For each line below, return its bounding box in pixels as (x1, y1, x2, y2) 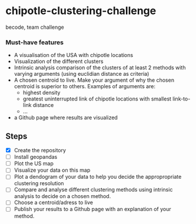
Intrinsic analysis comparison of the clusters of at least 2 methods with (14, 64, 186, 71)
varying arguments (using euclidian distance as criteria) (14, 71, 150, 78)
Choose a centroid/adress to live (14, 199, 94, 206)
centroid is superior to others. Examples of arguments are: (14, 83, 155, 90)
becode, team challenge (5, 24, 64, 31)
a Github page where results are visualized (14, 114, 118, 121)
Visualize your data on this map (14, 166, 91, 174)
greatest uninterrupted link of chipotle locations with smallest (22, 95, 172, 102)
